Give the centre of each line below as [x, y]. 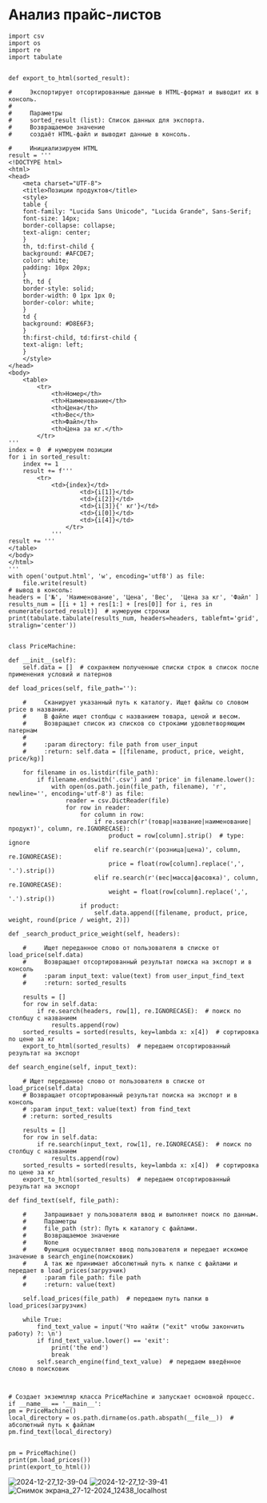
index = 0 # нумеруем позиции [60, 450]
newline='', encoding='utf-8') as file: [77, 794]
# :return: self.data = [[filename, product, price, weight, [134, 751]
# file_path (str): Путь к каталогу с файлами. [110, 1228]
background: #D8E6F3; [58, 323]
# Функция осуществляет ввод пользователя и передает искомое [135, 1249]
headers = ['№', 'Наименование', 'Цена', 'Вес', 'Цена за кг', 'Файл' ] [134, 597]
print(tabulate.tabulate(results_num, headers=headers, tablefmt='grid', [134, 618]
